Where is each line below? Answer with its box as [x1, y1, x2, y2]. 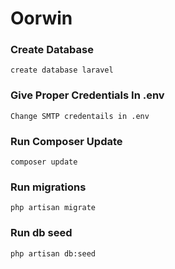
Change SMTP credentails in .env [10, 111, 150, 121]
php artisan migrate [10, 203, 97, 213]
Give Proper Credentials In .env [10, 88, 165, 102]
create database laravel [10, 65, 114, 76]
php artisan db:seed [10, 248, 97, 259]
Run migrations [10, 180, 87, 194]
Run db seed [10, 226, 73, 240]
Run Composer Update [10, 134, 123, 148]
